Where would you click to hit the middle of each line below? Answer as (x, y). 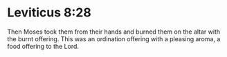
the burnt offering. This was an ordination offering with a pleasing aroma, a (114, 38)
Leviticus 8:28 (49, 13)
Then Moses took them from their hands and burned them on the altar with (114, 32)
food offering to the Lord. (43, 46)
